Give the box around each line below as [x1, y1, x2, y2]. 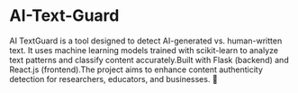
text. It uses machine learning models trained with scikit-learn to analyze [9, 44, 279, 55]
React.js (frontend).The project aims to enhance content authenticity [9, 64, 264, 75]
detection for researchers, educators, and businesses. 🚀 [9, 73, 218, 84]
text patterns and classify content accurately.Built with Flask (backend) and [9, 54, 290, 65]
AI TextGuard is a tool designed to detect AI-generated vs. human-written [9, 35, 283, 46]
